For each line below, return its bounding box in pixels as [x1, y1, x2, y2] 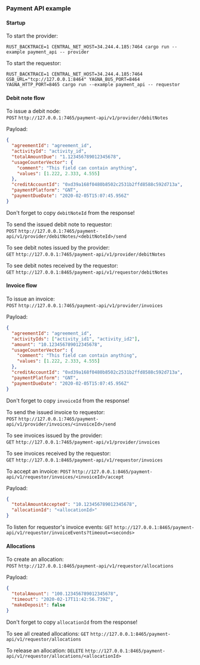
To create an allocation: [6, 555, 64, 563]
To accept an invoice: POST [6, 467, 72, 475]
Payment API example [6, 4, 72, 13]
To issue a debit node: [6, 108, 61, 115]
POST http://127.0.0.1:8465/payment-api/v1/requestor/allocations [6, 563, 174, 569]
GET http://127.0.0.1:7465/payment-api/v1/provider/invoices [6, 439, 160, 445]
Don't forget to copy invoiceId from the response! [6, 397, 130, 404]
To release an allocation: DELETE [6, 646, 84, 654]
